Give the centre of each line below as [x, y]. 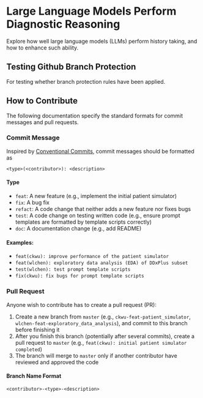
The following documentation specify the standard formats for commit [95, 116]
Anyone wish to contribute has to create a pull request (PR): [82, 304]
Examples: [20, 242]
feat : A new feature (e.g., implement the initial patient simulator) [96, 196]
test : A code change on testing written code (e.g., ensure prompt [98, 216]
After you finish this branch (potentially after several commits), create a [105, 336]
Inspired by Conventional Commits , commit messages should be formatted [100, 151]
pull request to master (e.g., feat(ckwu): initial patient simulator [101, 342]
